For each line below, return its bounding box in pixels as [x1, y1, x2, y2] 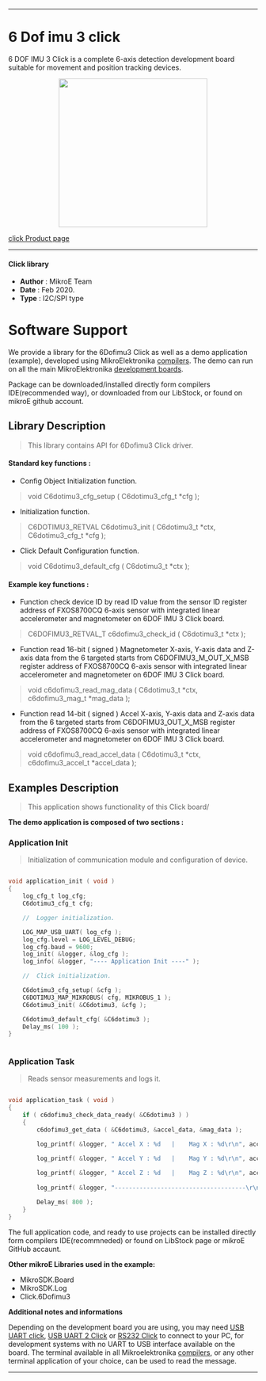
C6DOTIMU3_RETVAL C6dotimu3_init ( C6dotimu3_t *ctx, [27, 522, 216, 532]
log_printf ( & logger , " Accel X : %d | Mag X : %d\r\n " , [36, 1140, 246, 1148]
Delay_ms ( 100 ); [22, 1023, 80, 1031]
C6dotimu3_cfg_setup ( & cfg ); [22, 986, 123, 994]
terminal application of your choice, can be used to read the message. [8, 1356, 237, 1365]
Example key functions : [8, 579, 89, 589]
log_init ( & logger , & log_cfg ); [22, 950, 129, 959]
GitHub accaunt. [8, 1244, 62, 1253]
